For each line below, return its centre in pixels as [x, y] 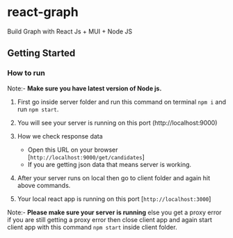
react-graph [43, 12]
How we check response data [60, 136]
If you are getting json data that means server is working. [110, 164]
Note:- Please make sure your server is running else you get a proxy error [114, 212]
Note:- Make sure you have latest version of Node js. [85, 88]
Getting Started [41, 53]
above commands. [44, 185]
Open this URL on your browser [73, 150]
